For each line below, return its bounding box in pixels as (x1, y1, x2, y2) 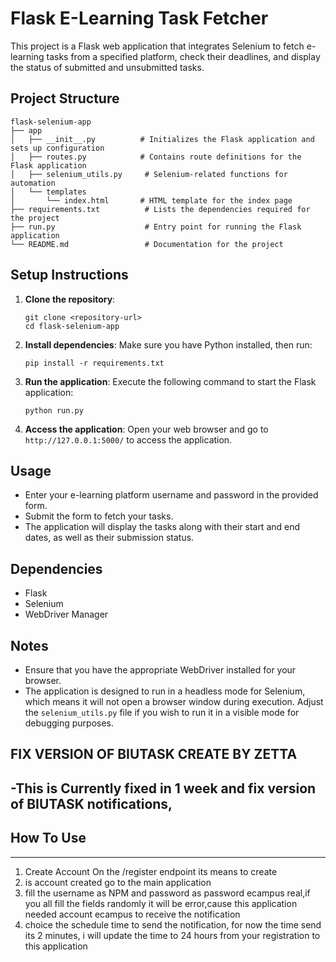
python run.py (24, 405, 84, 416)
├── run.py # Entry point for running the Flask (10, 222, 302, 232)
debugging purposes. (24, 717, 115, 729)
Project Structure (10, 90, 120, 107)
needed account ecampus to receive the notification (24, 908, 241, 920)
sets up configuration (10, 143, 105, 153)
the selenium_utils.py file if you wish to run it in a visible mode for (24, 707, 300, 718)
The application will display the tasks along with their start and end (24, 521, 301, 533)
